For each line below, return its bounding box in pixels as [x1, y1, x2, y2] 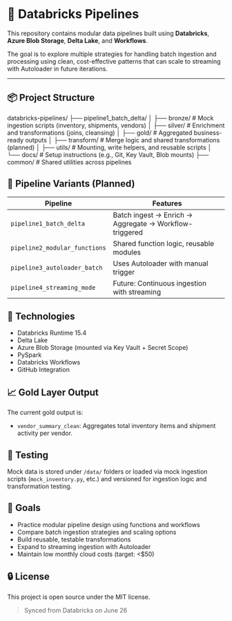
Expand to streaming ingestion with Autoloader [17, 542, 151, 550]
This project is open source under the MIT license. [7, 593, 151, 601]
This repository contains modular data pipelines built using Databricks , [7, 29, 209, 37]
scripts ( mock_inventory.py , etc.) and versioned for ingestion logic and [7, 475, 207, 483]
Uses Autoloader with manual [113, 259, 209, 268]
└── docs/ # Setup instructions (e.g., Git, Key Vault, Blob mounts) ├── [7, 150, 209, 158]
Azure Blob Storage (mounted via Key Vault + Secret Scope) [17, 344, 188, 352]
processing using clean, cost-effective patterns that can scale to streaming [7, 57, 221, 65]
